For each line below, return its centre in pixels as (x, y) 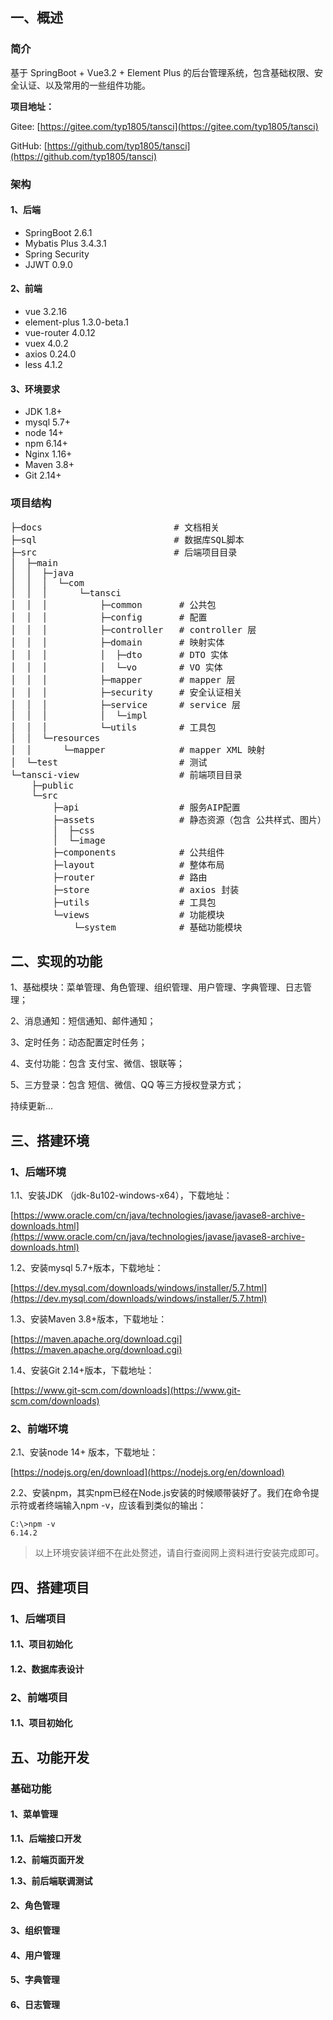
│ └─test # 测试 (109, 762)
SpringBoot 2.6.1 (58, 232)
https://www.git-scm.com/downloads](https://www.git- (127, 1390)
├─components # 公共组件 (138, 852)
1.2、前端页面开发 (47, 1859)
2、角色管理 (35, 1905)
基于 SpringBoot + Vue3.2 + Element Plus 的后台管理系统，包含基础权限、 (162, 72)
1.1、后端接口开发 (46, 1838)
